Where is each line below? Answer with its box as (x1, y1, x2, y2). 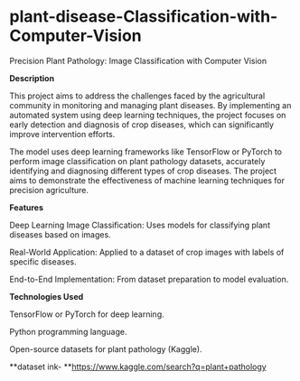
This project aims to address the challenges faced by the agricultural (9, 90, 266, 101)
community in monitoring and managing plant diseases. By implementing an (9, 99, 292, 110)
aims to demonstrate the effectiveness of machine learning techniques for (9, 174, 285, 186)
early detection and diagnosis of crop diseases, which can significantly (9, 119, 274, 130)
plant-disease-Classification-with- (9, 6, 278, 27)
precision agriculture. (9, 184, 89, 195)
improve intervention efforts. (9, 128, 116, 139)
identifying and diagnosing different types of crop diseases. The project (9, 165, 277, 176)
